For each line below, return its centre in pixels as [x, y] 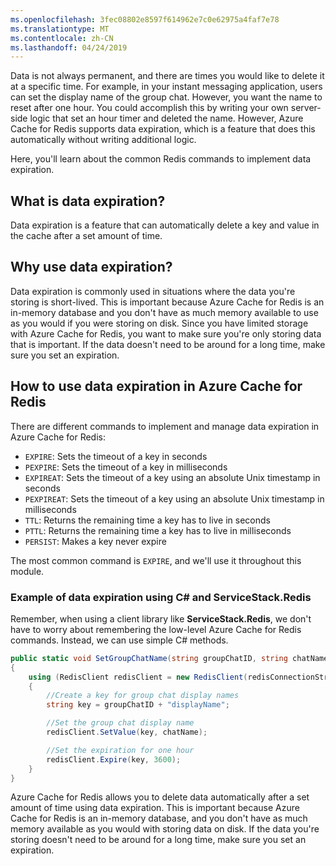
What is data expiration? [88, 201]
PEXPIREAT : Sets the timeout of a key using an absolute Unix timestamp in [174, 498]
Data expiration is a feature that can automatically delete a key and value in [165, 225]
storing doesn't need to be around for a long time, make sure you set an [158, 840]
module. [27, 571]
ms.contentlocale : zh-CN [62, 38]
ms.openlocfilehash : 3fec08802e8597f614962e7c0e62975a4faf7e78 [145, 19]
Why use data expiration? [91, 267]
